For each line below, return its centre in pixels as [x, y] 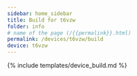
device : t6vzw [28, 46]
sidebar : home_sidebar [40, 13]
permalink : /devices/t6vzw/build [55, 39]
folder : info [26, 26]
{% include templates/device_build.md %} [67, 65]
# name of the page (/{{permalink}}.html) [69, 33]
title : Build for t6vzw [42, 20]
